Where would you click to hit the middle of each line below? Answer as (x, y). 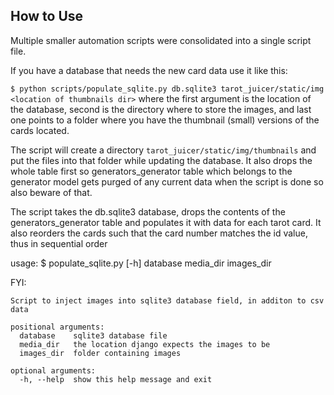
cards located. (40, 130)
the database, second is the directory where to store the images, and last (161, 109)
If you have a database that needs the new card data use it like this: (149, 70)
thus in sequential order (59, 243)
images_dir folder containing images (100, 353)
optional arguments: (53, 370)
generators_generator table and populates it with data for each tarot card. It (166, 222)
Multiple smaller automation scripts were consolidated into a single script (161, 40)
